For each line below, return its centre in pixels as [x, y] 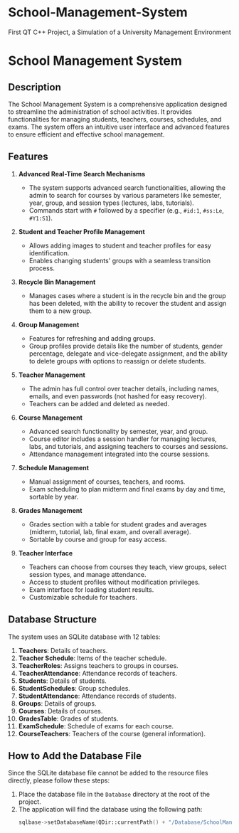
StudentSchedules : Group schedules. [74, 688]
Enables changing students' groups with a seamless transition [120, 260]
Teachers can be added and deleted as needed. [99, 403]
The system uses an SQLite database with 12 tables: [84, 637]
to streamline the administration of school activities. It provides [100, 112]
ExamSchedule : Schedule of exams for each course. [96, 726]
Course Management [50, 418]
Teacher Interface [46, 553]
